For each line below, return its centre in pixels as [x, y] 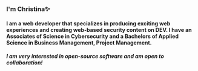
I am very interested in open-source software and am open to [85, 57]
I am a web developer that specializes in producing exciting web [88, 23]
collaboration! [25, 63]
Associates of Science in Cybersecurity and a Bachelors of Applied [92, 36]
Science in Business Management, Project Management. [79, 42]
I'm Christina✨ [28, 9]
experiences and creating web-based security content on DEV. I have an [99, 29]
